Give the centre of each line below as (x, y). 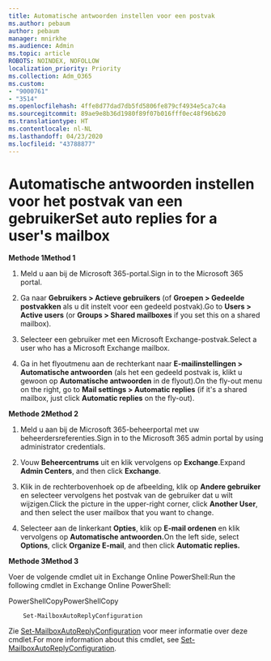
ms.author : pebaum (39, 23)
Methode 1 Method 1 (42, 258)
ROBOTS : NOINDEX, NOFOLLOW (54, 62)
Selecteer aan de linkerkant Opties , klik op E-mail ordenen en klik (130, 528)
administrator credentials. (63, 447)
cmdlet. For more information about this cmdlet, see (94, 640)
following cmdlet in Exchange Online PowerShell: (90, 586)
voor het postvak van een (96, 201)
